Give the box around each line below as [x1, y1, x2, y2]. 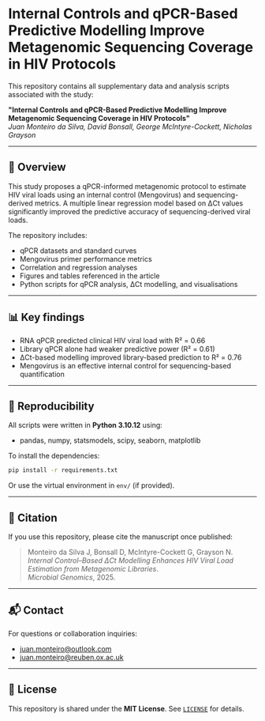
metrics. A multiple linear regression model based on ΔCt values [34, 198, 244, 208]
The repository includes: [8, 230, 88, 240]
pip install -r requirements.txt [8, 466, 118, 474]
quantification [19, 369, 65, 379]
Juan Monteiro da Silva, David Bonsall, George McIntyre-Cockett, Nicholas [8, 122, 252, 131]
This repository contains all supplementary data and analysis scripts [8, 81, 230, 91]
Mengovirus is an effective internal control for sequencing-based [19, 360, 231, 370]
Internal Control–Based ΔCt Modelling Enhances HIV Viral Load [27, 556, 234, 565]
